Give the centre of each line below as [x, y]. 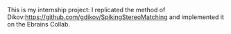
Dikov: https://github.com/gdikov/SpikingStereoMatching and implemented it [115, 17]
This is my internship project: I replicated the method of [86, 10]
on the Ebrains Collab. [39, 24]
